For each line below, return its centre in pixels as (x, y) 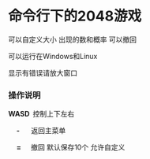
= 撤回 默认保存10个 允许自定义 (71, 147)
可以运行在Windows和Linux (53, 56)
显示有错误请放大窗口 (43, 72)
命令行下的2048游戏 (75, 16)
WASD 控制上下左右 (41, 114)
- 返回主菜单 (41, 131)
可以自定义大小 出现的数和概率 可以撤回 (72, 39)
